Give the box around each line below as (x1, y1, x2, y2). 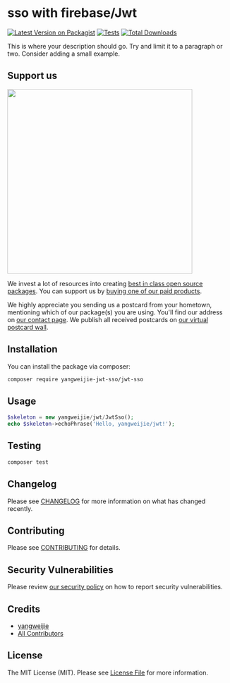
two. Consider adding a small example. (7, 49, 120, 58)
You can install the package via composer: (7, 362, 131, 371)
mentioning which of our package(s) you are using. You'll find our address (7, 308, 223, 316)
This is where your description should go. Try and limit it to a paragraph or (7, 42, 224, 50)
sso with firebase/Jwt (7, 5, 138, 21)
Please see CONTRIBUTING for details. (7, 543, 121, 552)
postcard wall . (7, 323, 49, 331)
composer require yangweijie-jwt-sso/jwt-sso (7, 376, 143, 383)
